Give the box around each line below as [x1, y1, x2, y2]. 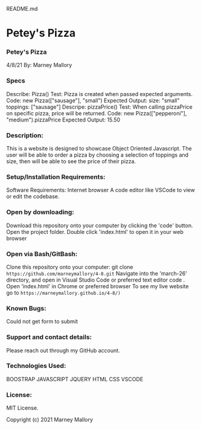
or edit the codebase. [6, 193, 60, 200]
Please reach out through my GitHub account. [6, 347, 120, 354]
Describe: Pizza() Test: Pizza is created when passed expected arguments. [6, 90, 193, 97]
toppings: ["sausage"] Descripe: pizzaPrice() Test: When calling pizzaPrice [6, 103, 193, 111]
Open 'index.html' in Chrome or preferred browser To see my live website [6, 282, 189, 289]
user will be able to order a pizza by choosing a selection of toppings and [6, 151, 189, 159]
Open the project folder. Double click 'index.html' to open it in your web [6, 228, 184, 235]
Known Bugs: [6, 304, 46, 312]
